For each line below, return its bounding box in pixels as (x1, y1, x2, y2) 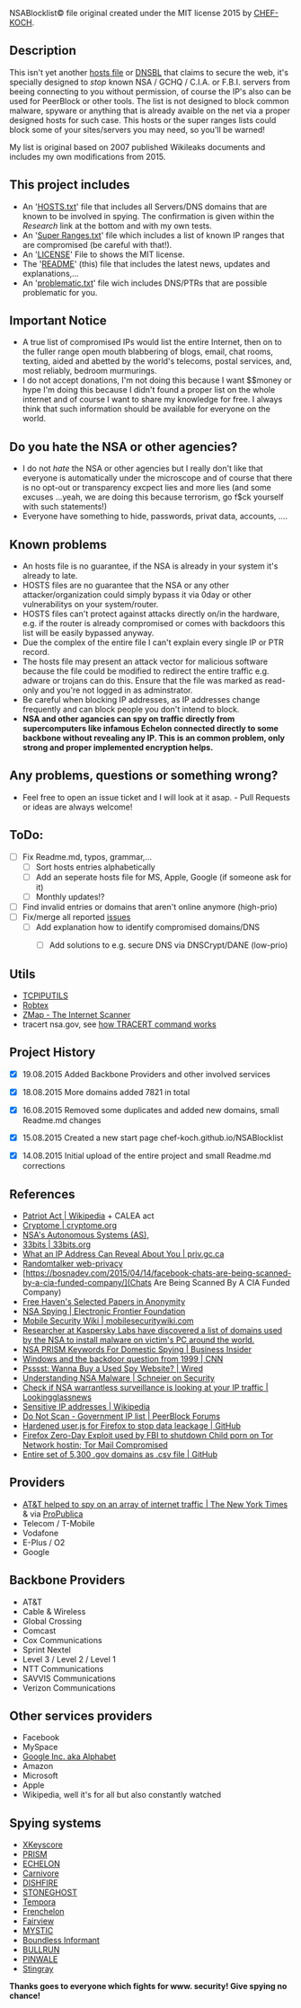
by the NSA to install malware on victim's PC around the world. (22, 1334, 255, 1345)
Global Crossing (22, 1615, 83, 1626)
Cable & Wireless (22, 1606, 86, 1616)
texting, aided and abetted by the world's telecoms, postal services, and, (22, 356, 292, 367)
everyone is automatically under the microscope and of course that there (22, 473, 293, 483)
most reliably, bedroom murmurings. (22, 366, 157, 376)
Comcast (22, 1625, 57, 1636)
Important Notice (9, 314, 107, 329)
